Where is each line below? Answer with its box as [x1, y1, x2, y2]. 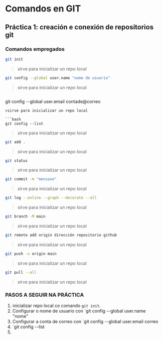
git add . [5, 139, 26, 144]
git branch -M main [5, 214, 46, 219]
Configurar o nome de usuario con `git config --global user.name [12, 308, 146, 314]
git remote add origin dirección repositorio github [5, 232, 117, 237]
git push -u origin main [5, 251, 57, 256]
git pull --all [5, 270, 37, 275]
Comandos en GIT [5, 3, 81, 14]
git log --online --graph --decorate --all [5, 195, 97, 201]
